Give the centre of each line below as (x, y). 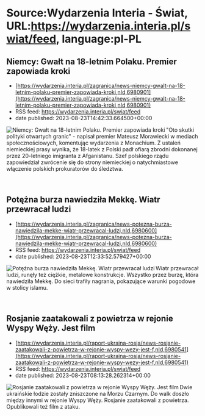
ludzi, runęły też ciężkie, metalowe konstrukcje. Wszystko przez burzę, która (103, 274)
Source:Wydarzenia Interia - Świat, (97, 13)
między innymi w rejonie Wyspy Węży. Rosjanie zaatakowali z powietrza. (98, 400)
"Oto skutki (180, 130)
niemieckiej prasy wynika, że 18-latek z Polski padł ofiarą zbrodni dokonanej (102, 149)
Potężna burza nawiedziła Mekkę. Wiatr (83, 200)
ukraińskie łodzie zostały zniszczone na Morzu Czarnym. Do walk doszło (98, 393)
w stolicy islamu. (27, 287)
